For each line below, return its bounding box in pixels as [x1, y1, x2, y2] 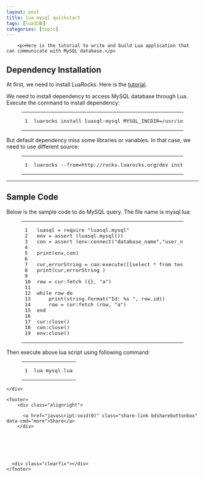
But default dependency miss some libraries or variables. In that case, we [6, 137, 191, 144]
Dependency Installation [6, 65, 102, 75]
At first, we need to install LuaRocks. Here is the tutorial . [6, 81, 148, 89]
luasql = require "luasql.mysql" [36, 226, 130, 233]
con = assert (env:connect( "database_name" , [36, 238, 163, 245]
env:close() [36, 330, 70, 336]
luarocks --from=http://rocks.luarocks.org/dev [33, 162, 169, 168]
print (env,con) [36, 250, 79, 256]
